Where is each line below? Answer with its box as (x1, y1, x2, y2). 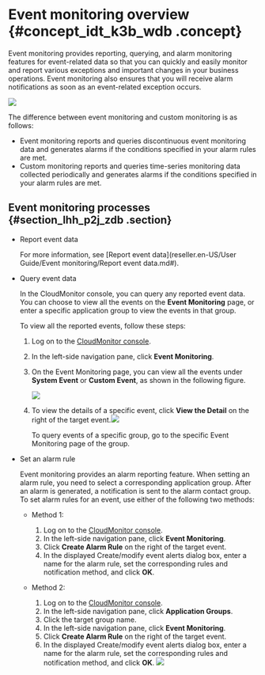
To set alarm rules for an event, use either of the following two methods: (19, 495, 256, 504)
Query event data (19, 273, 77, 283)
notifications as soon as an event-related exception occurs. (8, 82, 202, 92)
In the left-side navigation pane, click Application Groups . (43, 606, 233, 616)
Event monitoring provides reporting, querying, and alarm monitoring (8, 48, 233, 58)
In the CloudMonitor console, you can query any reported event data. (19, 289, 245, 298)
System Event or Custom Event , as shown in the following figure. (31, 375, 246, 385)
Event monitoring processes (8, 201, 150, 214)
